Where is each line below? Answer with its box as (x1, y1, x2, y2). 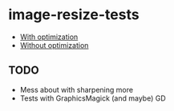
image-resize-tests (8, 6, 140, 24)
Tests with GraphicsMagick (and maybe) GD (19, 93, 166, 103)
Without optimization (19, 40, 89, 50)
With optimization (19, 32, 79, 42)
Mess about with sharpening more (19, 85, 134, 94)
